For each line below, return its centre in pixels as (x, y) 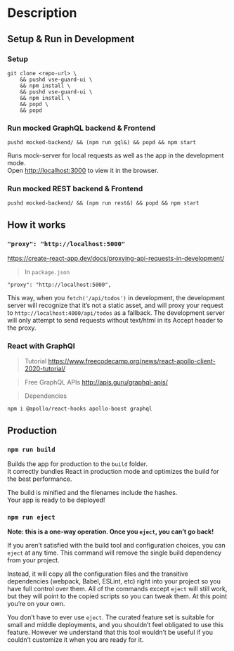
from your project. (33, 560)
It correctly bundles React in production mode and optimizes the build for (113, 472)
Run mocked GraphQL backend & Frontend (82, 128)
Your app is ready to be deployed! (56, 500)
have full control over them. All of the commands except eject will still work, (117, 589)
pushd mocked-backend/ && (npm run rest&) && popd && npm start (103, 203)
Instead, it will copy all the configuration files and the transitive (98, 574)
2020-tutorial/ (45, 369)
